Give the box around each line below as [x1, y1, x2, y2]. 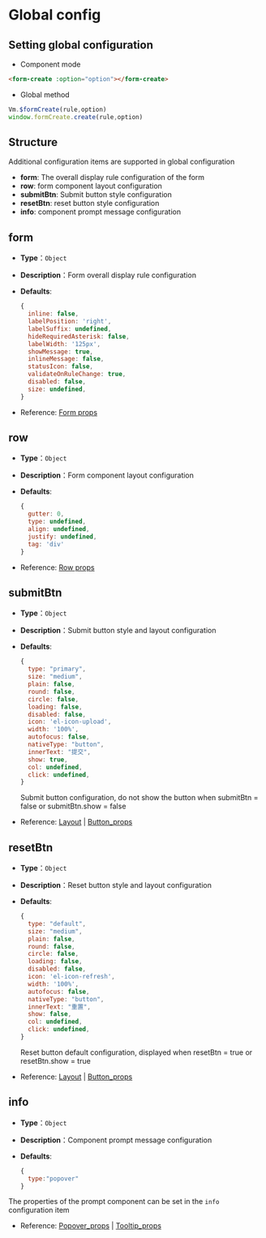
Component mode [19, 59, 81, 69]
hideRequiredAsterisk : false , [28, 332, 130, 341]
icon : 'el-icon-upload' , [28, 718, 112, 726]
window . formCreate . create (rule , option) [8, 113, 144, 121]
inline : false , [28, 310, 79, 318]
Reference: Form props [19, 407, 98, 417]
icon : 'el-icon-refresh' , [28, 973, 115, 981]
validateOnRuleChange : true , [28, 371, 127, 379]
